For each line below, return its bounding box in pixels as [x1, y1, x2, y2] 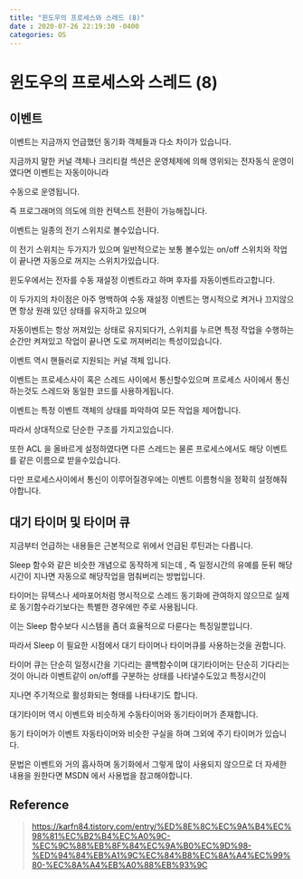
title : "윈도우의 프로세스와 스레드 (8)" [9, 13, 145, 23]
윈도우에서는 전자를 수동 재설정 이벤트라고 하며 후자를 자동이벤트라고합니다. [9, 275, 276, 285]
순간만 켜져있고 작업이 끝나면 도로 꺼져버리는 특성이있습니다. [9, 336, 223, 347]
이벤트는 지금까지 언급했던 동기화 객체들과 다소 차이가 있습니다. [9, 137, 232, 148]
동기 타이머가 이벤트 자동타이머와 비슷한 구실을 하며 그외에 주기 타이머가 [9, 729, 263, 739]
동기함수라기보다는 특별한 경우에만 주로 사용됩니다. [18, 602, 198, 613]
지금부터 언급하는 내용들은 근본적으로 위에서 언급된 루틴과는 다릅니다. [9, 540, 253, 551]
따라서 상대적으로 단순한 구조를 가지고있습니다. [9, 424, 175, 435]
